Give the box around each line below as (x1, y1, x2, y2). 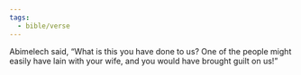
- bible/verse (17, 21, 70, 30)
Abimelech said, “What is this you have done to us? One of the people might (9, 46, 292, 56)
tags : (9, 12, 30, 22)
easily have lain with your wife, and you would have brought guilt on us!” (9, 55, 278, 66)
